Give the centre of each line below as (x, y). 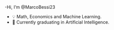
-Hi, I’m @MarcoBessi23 (30, 7)
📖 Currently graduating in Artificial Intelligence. (61, 22)
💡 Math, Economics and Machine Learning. (57, 16)
